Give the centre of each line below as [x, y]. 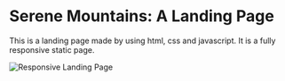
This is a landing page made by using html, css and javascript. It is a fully [142, 40]
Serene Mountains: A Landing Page [142, 16]
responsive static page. [52, 49]
